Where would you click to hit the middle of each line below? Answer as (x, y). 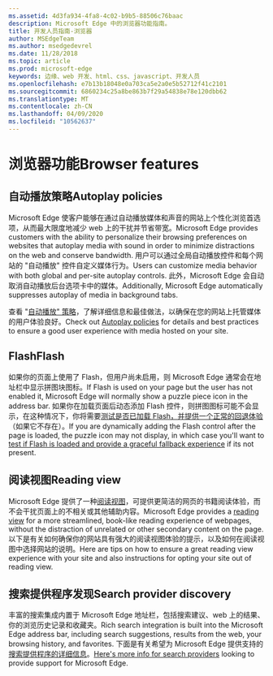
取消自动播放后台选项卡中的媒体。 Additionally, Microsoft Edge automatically (136, 286)
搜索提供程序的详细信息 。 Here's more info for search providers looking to (132, 654)
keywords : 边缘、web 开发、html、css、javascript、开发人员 (104, 76)
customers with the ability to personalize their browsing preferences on (128, 237)
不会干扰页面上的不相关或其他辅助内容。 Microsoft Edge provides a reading (134, 511)
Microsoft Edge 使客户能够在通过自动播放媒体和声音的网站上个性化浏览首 (131, 217)
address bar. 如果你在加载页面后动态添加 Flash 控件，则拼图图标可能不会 (130, 406)
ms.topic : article (39, 62)
